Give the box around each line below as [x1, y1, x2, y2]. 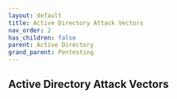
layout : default [8, 11, 62, 20]
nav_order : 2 [8, 26, 52, 34]
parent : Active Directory [8, 41, 94, 49]
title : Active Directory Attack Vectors [8, 19, 144, 27]
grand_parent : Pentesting [8, 48, 94, 56]
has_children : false [8, 33, 77, 42]
